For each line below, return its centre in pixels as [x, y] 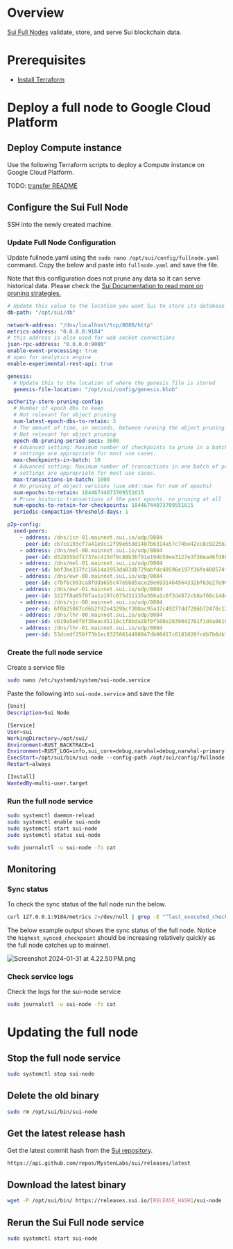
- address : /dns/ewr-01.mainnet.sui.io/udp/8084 [91, 589]
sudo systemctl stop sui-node [51, 1074]
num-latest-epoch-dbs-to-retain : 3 [65, 422]
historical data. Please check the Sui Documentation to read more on [105, 285]
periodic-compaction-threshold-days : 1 [71, 512]
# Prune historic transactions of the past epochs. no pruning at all [118, 499]
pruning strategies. [34, 293]
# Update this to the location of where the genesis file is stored [114, 383]
